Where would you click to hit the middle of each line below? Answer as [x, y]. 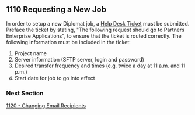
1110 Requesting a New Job [56, 10]
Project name [30, 53]
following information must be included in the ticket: [69, 42]
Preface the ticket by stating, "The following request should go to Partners [95, 30]
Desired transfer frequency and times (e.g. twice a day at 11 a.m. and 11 [100, 66]
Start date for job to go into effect [55, 78]
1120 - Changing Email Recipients [46, 106]
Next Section [25, 93]
